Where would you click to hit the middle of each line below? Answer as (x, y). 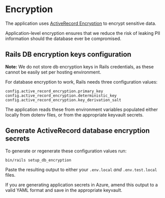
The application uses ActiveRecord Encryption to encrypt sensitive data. (81, 23)
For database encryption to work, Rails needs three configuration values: (81, 82)
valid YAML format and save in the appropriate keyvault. (64, 190)
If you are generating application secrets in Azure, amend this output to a (82, 185)
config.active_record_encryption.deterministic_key (61, 95)
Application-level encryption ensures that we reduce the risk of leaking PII (83, 33)
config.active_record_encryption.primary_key (54, 91)
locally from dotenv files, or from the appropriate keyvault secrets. (74, 114)
